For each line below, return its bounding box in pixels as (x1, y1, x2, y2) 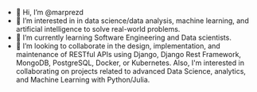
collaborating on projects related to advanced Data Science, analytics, (15, 67, 247, 75)
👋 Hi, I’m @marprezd (15, 8, 84, 17)
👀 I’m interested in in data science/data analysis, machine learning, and (15, 16, 249, 25)
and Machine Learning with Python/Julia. (15, 75, 150, 84)
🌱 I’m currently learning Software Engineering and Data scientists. (15, 33, 232, 42)
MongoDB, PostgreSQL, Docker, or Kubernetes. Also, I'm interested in (15, 58, 245, 67)
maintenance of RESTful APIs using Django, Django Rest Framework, (15, 50, 241, 59)
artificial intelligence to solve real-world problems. (15, 25, 181, 33)
